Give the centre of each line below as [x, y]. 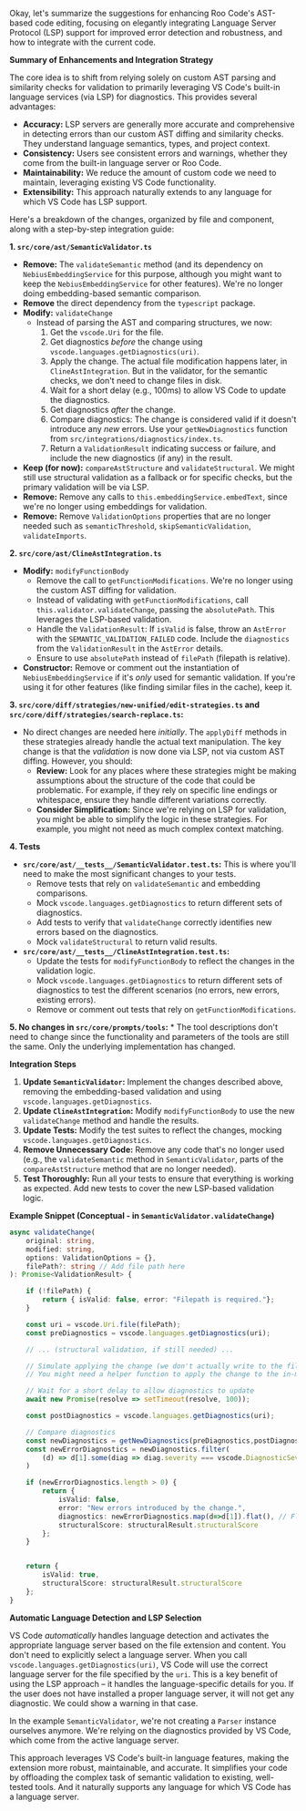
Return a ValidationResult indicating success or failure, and [163, 448]
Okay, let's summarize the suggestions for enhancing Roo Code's [132, 13]
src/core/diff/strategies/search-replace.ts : [97, 714]
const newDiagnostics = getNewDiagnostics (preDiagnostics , [140, 1441]
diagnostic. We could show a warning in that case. [104, 1703]
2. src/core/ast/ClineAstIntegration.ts [86, 553]
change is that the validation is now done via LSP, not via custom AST [153, 751]
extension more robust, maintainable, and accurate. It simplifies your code [148, 1767]
